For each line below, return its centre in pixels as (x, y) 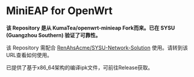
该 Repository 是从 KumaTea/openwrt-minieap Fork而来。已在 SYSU (91, 28)
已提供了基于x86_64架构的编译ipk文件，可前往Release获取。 (80, 67)
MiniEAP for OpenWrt (59, 11)
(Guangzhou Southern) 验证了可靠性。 (53, 35)
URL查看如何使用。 (29, 55)
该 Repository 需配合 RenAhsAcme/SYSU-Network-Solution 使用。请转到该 (97, 48)
